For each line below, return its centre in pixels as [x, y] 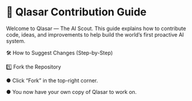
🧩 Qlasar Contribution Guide [76, 12]
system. [16, 41]
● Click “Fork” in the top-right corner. [52, 80]
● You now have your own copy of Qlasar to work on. [71, 92]
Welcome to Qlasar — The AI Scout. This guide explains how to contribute [96, 28]
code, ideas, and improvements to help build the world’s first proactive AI [95, 34]
